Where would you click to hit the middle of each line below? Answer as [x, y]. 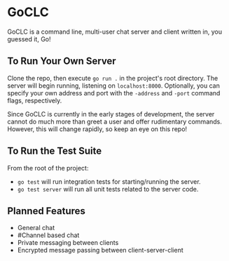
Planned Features [47, 211]
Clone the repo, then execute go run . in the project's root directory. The [113, 78]
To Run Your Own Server [62, 61]
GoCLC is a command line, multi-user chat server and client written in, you [115, 32]
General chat [36, 228]
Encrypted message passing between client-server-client [100, 250]
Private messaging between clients [68, 243]
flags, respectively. [35, 100]
